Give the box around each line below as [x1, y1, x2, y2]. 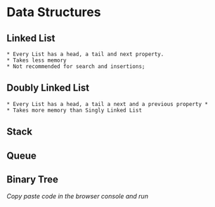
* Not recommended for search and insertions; [6, 63, 145, 70]
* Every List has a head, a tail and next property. [6, 51, 164, 58]
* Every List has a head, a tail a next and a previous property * [6, 100, 209, 107]
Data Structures [6, 4, 101, 20]
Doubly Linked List [6, 82, 89, 94]
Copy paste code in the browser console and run [6, 192, 149, 201]
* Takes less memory [6, 57, 67, 64]
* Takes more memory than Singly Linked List [6, 107, 142, 114]
